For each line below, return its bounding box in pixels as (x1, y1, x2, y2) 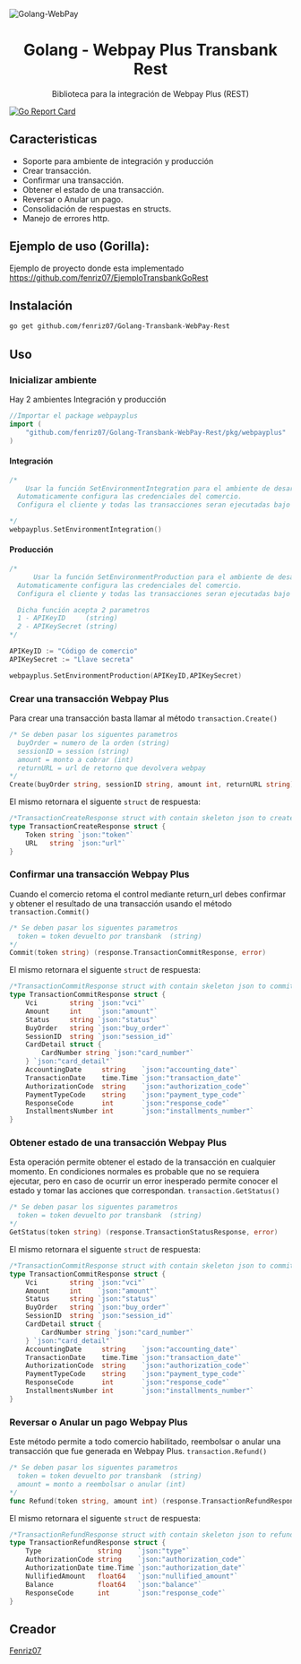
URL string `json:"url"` (25, 838, 126, 847)
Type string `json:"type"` (25, 1547, 191, 1556)
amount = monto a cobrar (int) (17, 755, 134, 764)
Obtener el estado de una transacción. (21, 184, 165, 195)
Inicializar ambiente (9, 373, 97, 386)
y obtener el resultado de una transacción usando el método (9, 897, 233, 909)
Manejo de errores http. (21, 212, 110, 223)
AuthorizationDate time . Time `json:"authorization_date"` (25, 1564, 246, 1573)
